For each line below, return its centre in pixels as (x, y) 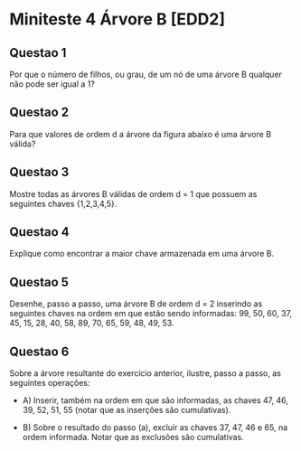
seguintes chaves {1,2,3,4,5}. (63, 203)
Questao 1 (38, 53)
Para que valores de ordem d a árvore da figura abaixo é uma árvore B (141, 134)
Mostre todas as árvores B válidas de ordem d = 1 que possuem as (133, 193)
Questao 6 (39, 351)
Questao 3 (39, 172)
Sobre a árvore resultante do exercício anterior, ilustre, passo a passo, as (146, 373)
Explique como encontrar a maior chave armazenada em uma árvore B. (141, 254)
